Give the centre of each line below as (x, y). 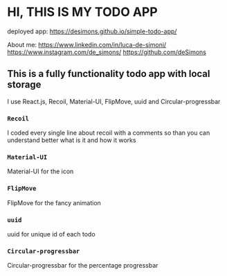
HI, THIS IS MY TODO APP (82, 12)
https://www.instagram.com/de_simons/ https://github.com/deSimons (107, 52)
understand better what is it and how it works (72, 140)
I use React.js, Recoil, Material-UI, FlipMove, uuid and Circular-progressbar (114, 101)
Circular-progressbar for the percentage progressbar (83, 266)
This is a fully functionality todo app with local (109, 74)
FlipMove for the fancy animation (54, 202)
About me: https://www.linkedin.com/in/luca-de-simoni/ (87, 44)
